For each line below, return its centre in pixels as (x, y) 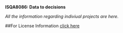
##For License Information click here (42, 26)
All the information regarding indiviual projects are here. (62, 16)
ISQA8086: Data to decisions (35, 7)
